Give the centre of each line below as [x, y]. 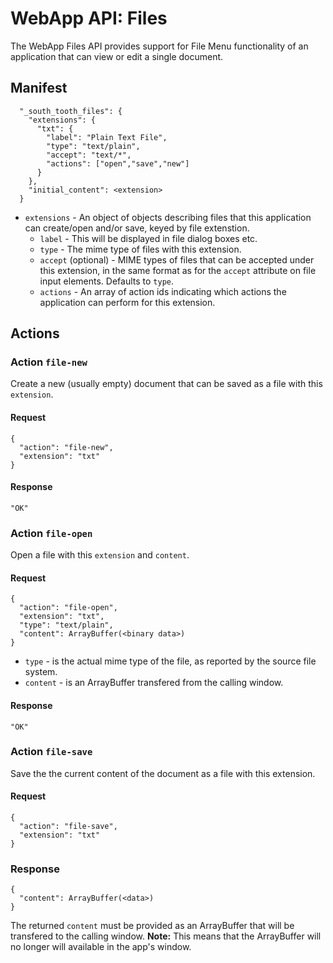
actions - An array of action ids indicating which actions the [163, 291]
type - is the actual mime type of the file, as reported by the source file [170, 661]
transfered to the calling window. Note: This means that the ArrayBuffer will [166, 936]
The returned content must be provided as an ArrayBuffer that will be [152, 926]
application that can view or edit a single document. [117, 56]
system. [41, 672]
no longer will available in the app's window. [101, 947]
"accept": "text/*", [89, 155]
